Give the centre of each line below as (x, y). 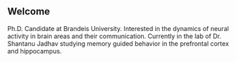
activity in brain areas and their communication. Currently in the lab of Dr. (114, 36)
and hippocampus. (35, 51)
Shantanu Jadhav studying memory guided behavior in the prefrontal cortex (118, 43)
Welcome (29, 12)
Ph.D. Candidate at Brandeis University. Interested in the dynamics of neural (118, 28)
